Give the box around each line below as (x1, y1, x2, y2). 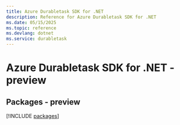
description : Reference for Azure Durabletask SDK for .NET (6, 14, 157, 20)
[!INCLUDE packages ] (6, 113, 59, 119)
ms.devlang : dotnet (6, 31, 54, 36)
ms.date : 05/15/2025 (6, 19, 57, 25)
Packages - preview (6, 97, 81, 107)
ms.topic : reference (6, 25, 57, 31)
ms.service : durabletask (6, 36, 67, 42)
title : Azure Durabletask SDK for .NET (6, 8, 104, 15)
